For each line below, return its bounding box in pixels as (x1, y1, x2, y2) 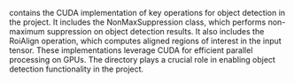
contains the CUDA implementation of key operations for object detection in (9, 8, 286, 18)
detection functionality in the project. (9, 64, 144, 74)
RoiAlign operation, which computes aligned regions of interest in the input (9, 35, 282, 46)
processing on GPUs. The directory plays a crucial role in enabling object (9, 55, 276, 64)
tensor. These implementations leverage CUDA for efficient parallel (9, 45, 253, 56)
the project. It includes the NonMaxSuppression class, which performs (9, 17, 267, 27)
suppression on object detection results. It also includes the (46, 26, 265, 36)
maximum (9, 26, 45, 36)
